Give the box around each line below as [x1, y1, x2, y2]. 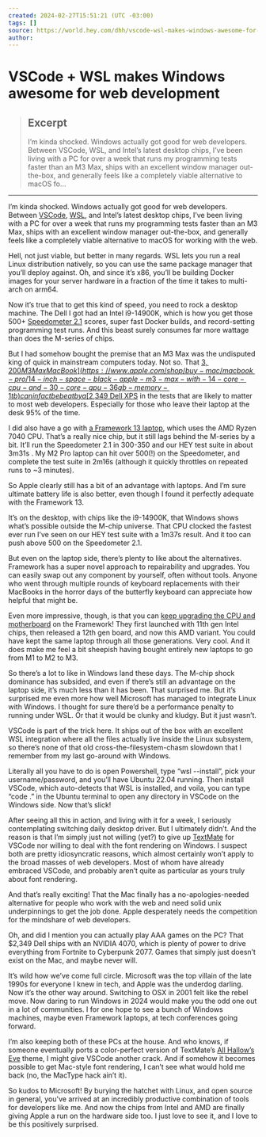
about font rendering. [8, 875, 78, 884]
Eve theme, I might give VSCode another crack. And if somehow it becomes [8, 1054, 256, 1063]
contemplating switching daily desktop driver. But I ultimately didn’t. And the [8, 824, 256, 834]
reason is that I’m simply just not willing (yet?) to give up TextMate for [8, 833, 235, 842]
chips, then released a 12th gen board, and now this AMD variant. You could [8, 628, 256, 638]
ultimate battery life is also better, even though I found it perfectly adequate [8, 489, 255, 499]
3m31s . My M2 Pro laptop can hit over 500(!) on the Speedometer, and [8, 448, 240, 458]
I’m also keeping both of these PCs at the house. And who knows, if [8, 1037, 229, 1047]
